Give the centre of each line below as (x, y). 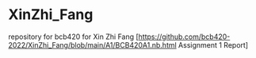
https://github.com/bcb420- (184, 37)
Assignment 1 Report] (213, 44)
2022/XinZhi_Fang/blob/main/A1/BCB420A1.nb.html (92, 44)
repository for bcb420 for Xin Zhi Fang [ (73, 37)
